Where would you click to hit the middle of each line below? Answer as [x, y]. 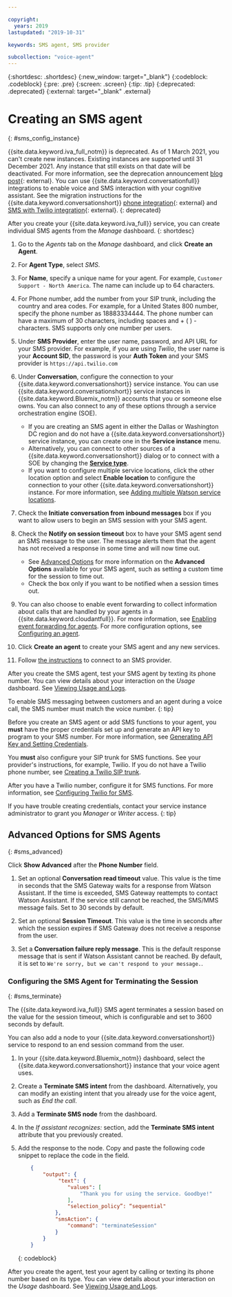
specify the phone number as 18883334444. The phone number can [115, 313]
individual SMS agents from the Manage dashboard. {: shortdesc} [101, 231]
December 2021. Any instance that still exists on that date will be [99, 167]
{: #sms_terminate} [35, 996]
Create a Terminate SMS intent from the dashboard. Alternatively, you [117, 1086]
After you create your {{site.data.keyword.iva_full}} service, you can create [114, 224]
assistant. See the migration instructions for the [75, 196]
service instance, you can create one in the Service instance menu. [124, 441]
